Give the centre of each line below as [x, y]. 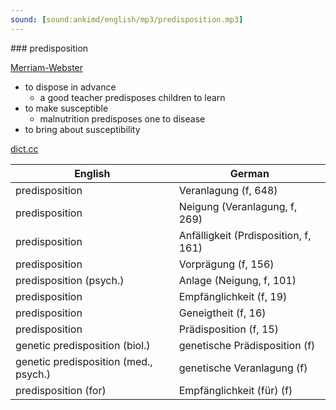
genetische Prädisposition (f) [247, 345]
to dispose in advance [70, 87]
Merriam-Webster [47, 67]
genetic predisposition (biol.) [83, 345]
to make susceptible [66, 108]
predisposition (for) [61, 390]
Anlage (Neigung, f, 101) [237, 280]
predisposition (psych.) [70, 280]
